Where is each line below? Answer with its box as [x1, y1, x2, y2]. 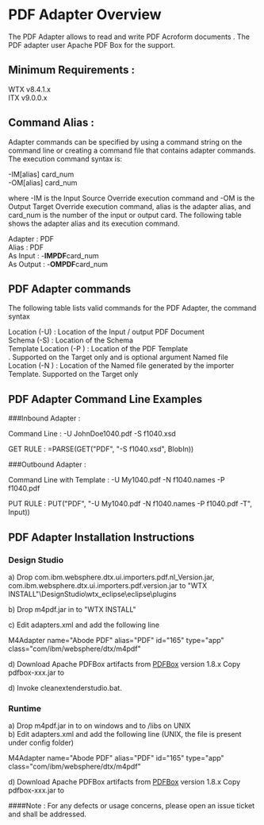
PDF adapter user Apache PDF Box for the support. [8, 40, 176, 49]
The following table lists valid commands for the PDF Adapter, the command [8, 304, 257, 313]
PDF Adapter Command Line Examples [8, 392, 203, 406]
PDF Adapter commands [8, 282, 132, 296]
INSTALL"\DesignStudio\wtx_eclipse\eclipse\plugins [8, 589, 177, 598]
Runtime [8, 703, 42, 714]
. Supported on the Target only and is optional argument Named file [8, 352, 228, 362]
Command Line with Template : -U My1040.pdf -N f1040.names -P [8, 475, 225, 485]
